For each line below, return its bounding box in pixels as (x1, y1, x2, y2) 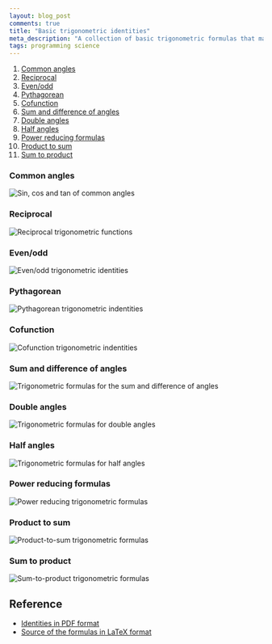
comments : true (9, 19, 61, 27)
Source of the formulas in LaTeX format (20, 627, 152, 637)
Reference (9, 597, 63, 611)
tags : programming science (9, 42, 100, 50)
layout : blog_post (9, 11, 71, 20)
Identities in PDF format (20, 619, 100, 629)
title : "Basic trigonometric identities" (9, 27, 151, 35)
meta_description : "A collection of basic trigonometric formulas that (9, 34, 255, 43)
